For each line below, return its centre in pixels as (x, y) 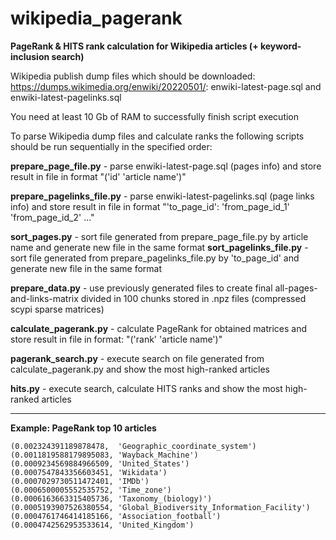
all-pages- (296, 288)
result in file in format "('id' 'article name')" (98, 176)
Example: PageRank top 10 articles (83, 428)
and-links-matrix (44, 298)
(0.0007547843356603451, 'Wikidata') (89, 472)
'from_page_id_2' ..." (52, 217)
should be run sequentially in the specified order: (111, 146)
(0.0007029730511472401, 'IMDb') (80, 481)
